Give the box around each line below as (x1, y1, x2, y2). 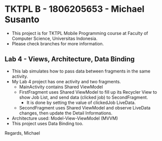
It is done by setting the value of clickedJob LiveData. (26, 100, 136, 106)
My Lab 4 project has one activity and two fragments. (11, 78, 121, 84)
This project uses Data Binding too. (11, 120, 83, 126)
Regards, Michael (4, 130, 40, 136)
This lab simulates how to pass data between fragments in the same (11, 68, 151, 74)
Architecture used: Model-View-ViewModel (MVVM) (11, 115, 118, 121)
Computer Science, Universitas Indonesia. (11, 35, 98, 41)
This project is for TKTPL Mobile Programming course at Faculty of (11, 30, 149, 36)
